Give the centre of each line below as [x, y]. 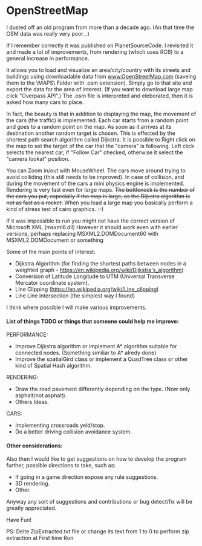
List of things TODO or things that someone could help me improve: [93, 321]
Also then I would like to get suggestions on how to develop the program [96, 459]
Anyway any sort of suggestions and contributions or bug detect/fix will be [99, 502]
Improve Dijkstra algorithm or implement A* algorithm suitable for [96, 346]
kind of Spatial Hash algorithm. [53, 366]
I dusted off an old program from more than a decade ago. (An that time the [100, 27]
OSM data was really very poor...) [48, 33]
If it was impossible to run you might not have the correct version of [91, 221]
